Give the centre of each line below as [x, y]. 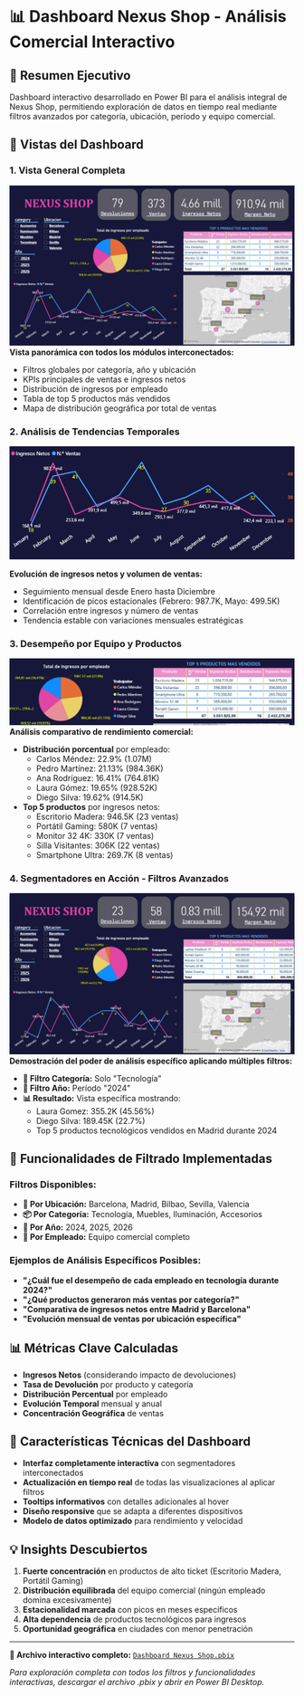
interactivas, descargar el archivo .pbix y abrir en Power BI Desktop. [137, 1682]
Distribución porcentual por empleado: [96, 749]
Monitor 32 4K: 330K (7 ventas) [95, 836]
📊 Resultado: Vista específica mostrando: [101, 1098]
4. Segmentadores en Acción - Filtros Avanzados [119, 878]
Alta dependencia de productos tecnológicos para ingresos [134, 1619]
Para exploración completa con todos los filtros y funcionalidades [133, 1672]
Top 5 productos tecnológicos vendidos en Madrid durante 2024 [157, 1130]
